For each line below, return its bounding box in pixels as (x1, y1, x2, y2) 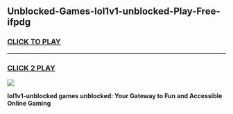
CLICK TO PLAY (7, 37, 61, 47)
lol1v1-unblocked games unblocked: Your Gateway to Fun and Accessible (7, 91, 223, 99)
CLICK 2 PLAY (7, 63, 55, 73)
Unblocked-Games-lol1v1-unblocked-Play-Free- (7, 6, 221, 17)
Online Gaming (7, 99, 51, 107)
